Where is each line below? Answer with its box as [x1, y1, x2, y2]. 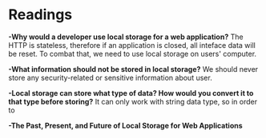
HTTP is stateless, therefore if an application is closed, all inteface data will [8, 40, 256, 49]
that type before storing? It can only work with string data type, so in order [8, 97, 258, 106]
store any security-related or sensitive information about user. [8, 73, 212, 82]
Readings [8, 6, 73, 24]
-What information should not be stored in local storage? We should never [8, 64, 259, 73]
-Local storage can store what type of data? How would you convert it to [8, 88, 254, 97]
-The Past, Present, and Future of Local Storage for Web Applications [8, 120, 243, 130]
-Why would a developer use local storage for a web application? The [8, 32, 244, 41]
